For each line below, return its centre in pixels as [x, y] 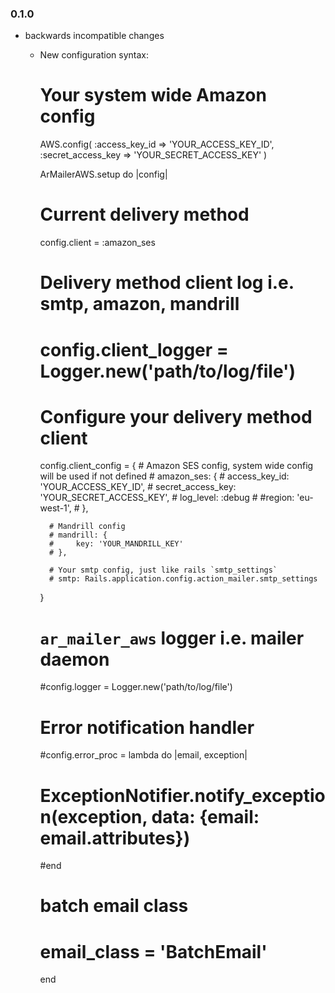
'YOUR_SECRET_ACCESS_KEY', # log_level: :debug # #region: [167, 498]
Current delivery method [144, 214]
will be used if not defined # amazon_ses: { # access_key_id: [164, 476]
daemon [74, 659]
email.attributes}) [115, 838]
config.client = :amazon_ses [97, 243]
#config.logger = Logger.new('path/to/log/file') [136, 687]
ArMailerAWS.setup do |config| [103, 174]
